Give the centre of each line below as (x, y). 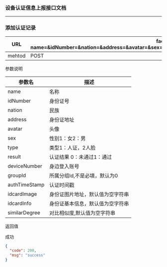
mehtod (17, 56)
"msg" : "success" (28, 255)
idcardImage (22, 194)
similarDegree (24, 212)
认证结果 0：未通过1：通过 (81, 157)
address (17, 119)
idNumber (19, 100)
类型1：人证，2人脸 (72, 148)
